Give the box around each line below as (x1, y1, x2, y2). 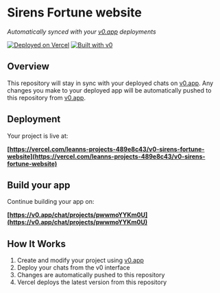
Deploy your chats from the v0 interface (16, 263, 130, 272)
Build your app (7, 179, 71, 191)
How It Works (7, 238, 66, 250)
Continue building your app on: (7, 198, 95, 206)
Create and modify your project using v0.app (16, 256, 144, 265)
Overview (7, 60, 50, 73)
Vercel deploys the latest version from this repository (16, 278, 167, 286)
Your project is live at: (7, 132, 69, 140)
